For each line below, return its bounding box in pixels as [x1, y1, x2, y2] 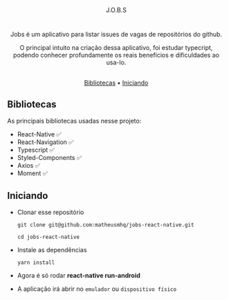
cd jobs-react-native [17, 233, 80, 241]
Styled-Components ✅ [17, 154, 82, 162]
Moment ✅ [17, 169, 48, 177]
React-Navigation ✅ [17, 138, 74, 146]
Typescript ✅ [17, 145, 55, 155]
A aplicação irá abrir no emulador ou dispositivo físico [17, 285, 177, 293]
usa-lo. [106, 58, 127, 67]
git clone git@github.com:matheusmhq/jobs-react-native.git [17, 222, 194, 229]
